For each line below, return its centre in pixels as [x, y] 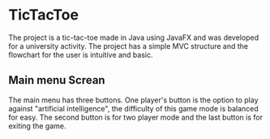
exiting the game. [37, 126]
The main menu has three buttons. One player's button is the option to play [133, 100]
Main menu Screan [57, 80]
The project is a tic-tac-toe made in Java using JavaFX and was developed [134, 37]
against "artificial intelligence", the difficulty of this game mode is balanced [134, 108]
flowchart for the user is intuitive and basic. [81, 54]
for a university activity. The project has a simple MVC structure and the [129, 46]
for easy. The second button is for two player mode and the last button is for [136, 117]
